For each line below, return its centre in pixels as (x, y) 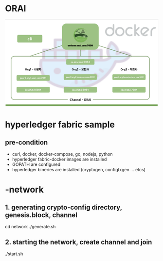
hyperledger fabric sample (60, 124)
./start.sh (14, 254)
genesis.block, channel (41, 215)
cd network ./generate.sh (30, 227)
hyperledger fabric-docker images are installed (59, 160)
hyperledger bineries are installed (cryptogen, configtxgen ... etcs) (79, 170)
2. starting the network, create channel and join (79, 242)
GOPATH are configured (36, 164)
